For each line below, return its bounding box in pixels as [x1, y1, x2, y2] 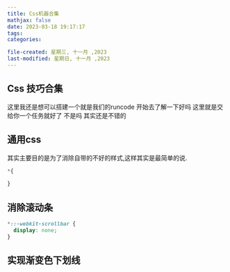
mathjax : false [7, 17, 51, 24]
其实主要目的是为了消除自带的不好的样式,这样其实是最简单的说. [7, 153, 188, 162]
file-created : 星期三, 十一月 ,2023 [7, 49, 107, 56]
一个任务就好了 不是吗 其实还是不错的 [19, 111, 126, 119]
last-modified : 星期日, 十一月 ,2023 [7, 55, 110, 63]
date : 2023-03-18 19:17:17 [7, 23, 85, 30]
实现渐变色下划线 [7, 254, 81, 266]
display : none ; [13, 227, 58, 234]
